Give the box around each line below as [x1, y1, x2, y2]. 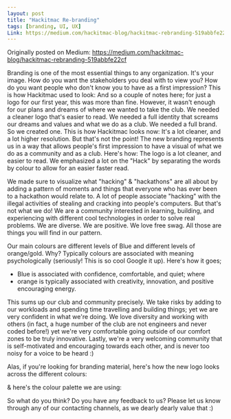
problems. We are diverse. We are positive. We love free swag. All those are [7, 221, 222, 229]
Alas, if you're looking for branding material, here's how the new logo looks [7, 362, 220, 371]
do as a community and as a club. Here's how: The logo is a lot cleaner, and [7, 150, 222, 158]
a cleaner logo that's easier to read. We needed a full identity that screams [7, 113, 219, 121]
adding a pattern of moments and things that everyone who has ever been [7, 185, 218, 193]
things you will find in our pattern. [7, 229, 102, 237]
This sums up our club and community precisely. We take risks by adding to [7, 298, 222, 307]
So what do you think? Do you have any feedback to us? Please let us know [7, 397, 221, 405]
